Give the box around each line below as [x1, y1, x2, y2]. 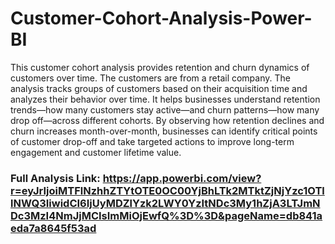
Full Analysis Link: [10, 171, 101, 185]
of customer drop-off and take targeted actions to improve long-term [10, 135, 295, 147]
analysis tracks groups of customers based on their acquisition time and [10, 82, 308, 94]
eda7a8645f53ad [10, 221, 97, 235]
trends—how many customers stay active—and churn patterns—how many [10, 103, 320, 116]
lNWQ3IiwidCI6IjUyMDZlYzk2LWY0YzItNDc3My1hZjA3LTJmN [10, 196, 321, 210]
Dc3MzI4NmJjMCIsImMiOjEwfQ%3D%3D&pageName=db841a [10, 208, 323, 222]
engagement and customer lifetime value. [10, 146, 182, 158]
